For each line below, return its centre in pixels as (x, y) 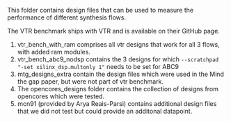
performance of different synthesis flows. (67, 17)
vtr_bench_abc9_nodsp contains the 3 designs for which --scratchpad (118, 59)
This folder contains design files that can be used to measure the (100, 10)
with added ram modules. (54, 52)
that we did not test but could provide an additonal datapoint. (105, 111)
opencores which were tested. (61, 96)
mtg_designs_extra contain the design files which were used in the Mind (121, 74)
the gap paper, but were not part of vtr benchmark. (90, 82)
